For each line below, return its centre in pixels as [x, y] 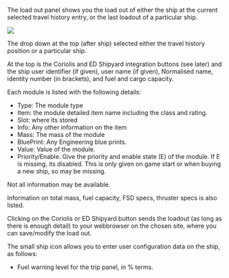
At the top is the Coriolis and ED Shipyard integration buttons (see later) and [115, 64]
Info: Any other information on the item [72, 127]
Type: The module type [50, 105]
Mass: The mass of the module [61, 135]
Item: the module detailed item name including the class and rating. [112, 113]
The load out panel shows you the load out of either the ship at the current [112, 10]
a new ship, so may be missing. [62, 171]
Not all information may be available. [59, 184]
